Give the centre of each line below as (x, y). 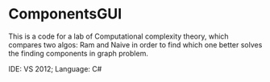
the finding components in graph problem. (79, 53)
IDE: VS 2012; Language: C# (55, 68)
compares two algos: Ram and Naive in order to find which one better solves (135, 44)
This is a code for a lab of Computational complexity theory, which (118, 36)
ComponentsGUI (65, 14)
